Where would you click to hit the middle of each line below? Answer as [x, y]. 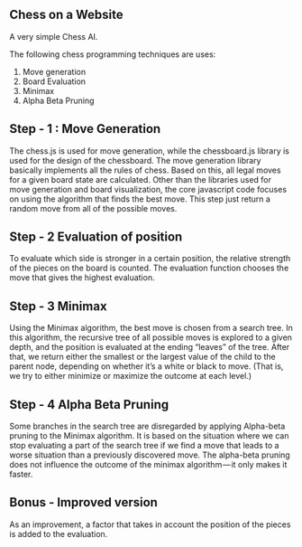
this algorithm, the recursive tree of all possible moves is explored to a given [151, 337]
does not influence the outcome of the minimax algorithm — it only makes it [148, 465]
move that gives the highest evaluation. [82, 278]
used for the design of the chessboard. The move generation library [135, 160]
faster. [21, 475]
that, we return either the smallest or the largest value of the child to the [143, 357]
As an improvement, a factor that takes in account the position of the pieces [150, 524]
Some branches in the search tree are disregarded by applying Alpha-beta [147, 426]
